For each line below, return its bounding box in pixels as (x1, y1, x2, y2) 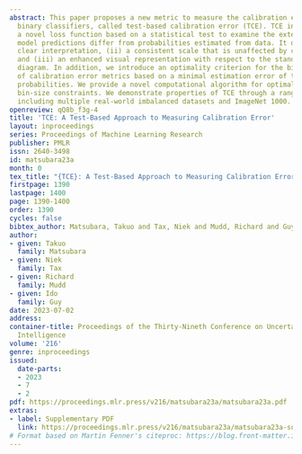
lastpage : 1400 (9, 189, 67, 198)
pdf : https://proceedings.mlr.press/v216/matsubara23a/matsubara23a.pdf (9, 397, 288, 407)
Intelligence (17, 331, 67, 340)
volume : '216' (9, 339, 63, 348)
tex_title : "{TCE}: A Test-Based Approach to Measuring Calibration (9, 172, 271, 181)
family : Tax (17, 264, 63, 273)
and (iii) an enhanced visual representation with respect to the (17, 55, 271, 64)
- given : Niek (9, 255, 63, 265)
